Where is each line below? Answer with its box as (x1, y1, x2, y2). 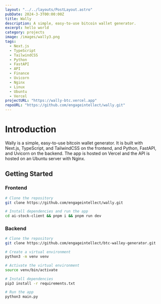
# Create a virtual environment (5, 250, 71, 255)
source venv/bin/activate (5, 267, 58, 272)
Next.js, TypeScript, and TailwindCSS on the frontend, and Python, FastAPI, (5, 145, 157, 151)
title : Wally (5, 16, 32, 21)
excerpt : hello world (5, 25, 49, 30)
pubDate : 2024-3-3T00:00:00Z (5, 12, 64, 17)
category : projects (5, 30, 45, 35)
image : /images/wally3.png (5, 35, 60, 40)
